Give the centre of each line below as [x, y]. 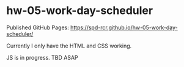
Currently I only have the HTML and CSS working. [69, 46]
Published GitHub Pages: [38, 27]
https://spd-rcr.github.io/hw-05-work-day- [124, 27]
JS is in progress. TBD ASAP [42, 57]
